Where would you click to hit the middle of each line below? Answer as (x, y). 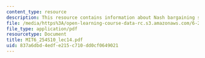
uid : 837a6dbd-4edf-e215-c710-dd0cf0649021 (63, 46)
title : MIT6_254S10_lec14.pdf (45, 40)
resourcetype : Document (37, 34)
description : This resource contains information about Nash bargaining (101, 18)
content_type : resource (37, 12)
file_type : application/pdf (42, 29)
